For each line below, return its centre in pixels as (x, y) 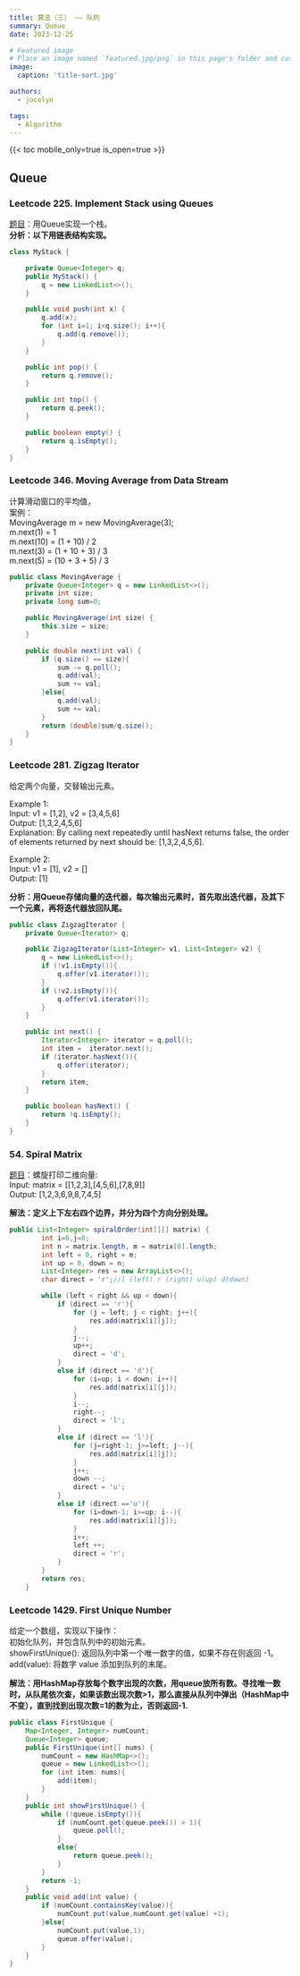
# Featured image (42, 50)
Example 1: (29, 804)
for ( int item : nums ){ (83, 1773)
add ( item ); (77, 1781)
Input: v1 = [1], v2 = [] (48, 868)
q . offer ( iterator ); (93, 1065)
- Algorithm (40, 124)
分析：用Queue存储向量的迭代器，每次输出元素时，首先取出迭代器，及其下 (147, 897)
